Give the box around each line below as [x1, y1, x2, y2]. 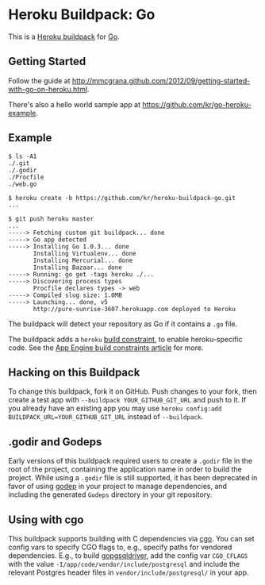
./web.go [8, 180, 37, 188]
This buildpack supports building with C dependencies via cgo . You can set [8, 534, 255, 543]
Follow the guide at [8, 75, 71, 85]
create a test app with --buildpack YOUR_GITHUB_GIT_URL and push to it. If [8, 395, 247, 405]
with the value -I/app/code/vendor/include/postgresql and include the [8, 560, 240, 568]
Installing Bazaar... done [33, 264, 123, 271]
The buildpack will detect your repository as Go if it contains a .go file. [8, 319, 238, 329]
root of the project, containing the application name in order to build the [8, 464, 242, 474]
